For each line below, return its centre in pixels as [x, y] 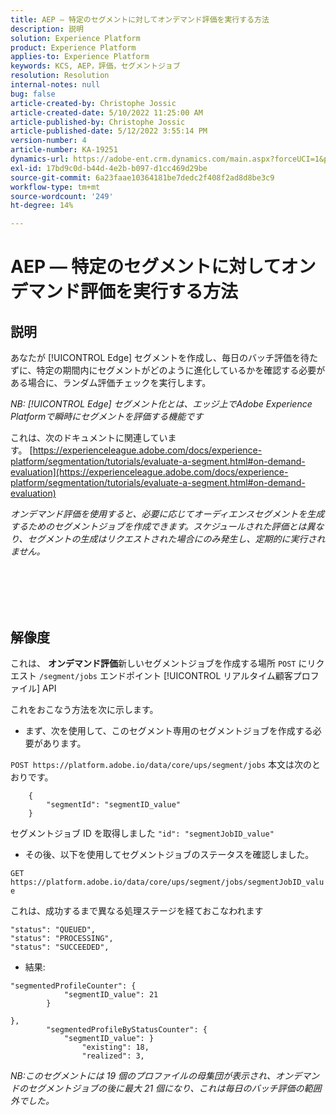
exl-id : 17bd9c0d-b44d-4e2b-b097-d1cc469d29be [109, 168]
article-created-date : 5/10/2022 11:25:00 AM [106, 112]
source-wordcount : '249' [62, 196]
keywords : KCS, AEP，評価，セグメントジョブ [95, 66]
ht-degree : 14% [42, 206]
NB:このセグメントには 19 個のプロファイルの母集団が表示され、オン [152, 1075]
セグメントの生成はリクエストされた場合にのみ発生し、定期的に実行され [176, 539]
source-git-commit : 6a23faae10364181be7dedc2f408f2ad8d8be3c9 [142, 177]
